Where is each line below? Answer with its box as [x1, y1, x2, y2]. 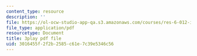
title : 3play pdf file [6, 36, 62, 41]
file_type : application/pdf [6, 24, 75, 31]
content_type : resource [6, 8, 64, 15]
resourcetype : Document [6, 30, 64, 36]
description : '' [6, 14, 46, 20]
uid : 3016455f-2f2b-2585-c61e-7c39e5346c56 [6, 41, 114, 47]
